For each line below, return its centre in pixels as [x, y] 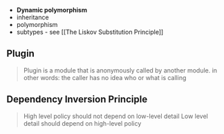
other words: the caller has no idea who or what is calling [105, 77]
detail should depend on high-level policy [82, 123]
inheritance [32, 17]
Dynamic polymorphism [52, 10]
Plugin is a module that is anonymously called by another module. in [120, 70]
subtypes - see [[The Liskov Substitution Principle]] [90, 32]
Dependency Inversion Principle [77, 99]
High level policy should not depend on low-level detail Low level [115, 116]
